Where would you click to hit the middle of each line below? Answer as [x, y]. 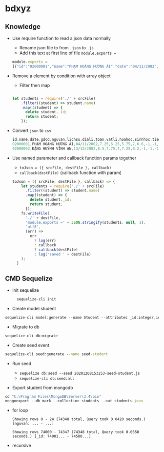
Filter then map [35, 85]
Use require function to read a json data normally [61, 38]
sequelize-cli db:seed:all [47, 378]
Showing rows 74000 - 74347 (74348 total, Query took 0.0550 [76, 432]
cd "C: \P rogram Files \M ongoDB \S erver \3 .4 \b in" [53, 396]
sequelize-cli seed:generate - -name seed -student [57, 354]
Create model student [34, 308]
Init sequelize [25, 290]
